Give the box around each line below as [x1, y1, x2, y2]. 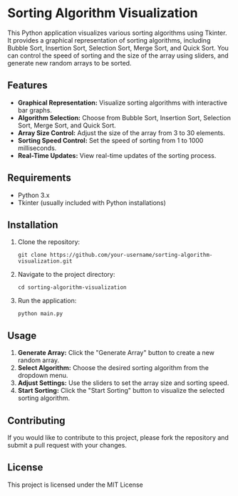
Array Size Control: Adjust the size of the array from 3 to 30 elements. [17, 128, 226, 137]
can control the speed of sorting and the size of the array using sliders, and [7, 51, 229, 60]
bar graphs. [17, 105, 52, 115]
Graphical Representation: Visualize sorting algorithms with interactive [17, 98, 228, 107]
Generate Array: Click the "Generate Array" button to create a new [17, 349, 215, 357]
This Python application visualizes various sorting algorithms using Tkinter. [7, 28, 227, 37]
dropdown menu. [17, 371, 68, 380]
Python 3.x [17, 191, 50, 199]
